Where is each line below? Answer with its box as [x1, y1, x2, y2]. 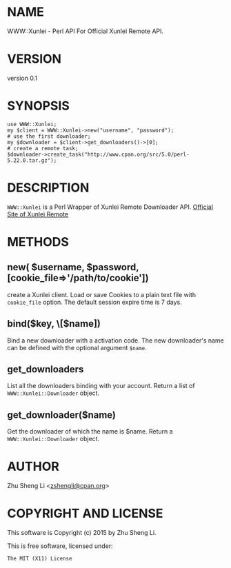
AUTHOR [7, 459, 60, 474]
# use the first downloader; [7, 132, 91, 140]
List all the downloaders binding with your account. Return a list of [7, 382, 195, 390]
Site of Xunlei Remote [7, 210, 69, 218]
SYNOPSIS [7, 98, 70, 114]
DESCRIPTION [7, 180, 90, 195]
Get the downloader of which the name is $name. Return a [7, 427, 174, 436]
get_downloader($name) [7, 409, 116, 420]
